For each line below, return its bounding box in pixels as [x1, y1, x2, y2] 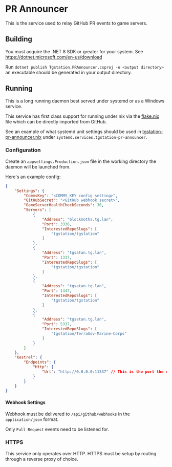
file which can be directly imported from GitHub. [5, 118, 107, 124]
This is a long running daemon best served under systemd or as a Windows [5, 98, 165, 104]
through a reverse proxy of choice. [5, 456, 78, 462]
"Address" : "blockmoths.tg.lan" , [41, 217, 114, 222]
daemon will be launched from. [5, 163, 71, 169]
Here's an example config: [5, 174, 61, 180]
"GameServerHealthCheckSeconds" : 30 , [24, 203, 104, 208]
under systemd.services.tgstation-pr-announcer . [42, 134, 147, 140]
